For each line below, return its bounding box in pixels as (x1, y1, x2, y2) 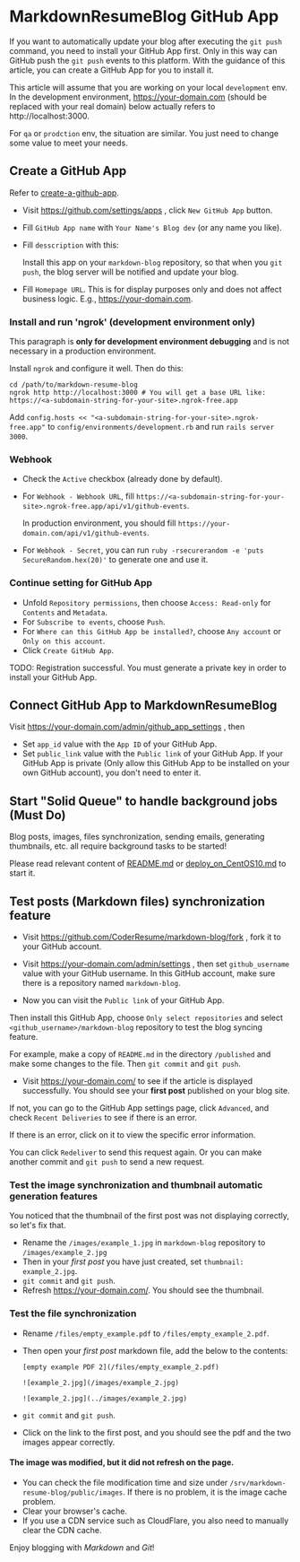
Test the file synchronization (9, 1307, 137, 1320)
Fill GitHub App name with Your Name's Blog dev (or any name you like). (21, 222, 282, 232)
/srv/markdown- (229, 1479, 287, 1488)
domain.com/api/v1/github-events (21, 529, 148, 538)
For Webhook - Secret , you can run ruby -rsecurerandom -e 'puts (21, 545, 264, 555)
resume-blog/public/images (21, 1488, 124, 1497)
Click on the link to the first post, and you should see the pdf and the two (21, 1427, 291, 1437)
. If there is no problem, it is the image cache (122, 1487, 287, 1497)
